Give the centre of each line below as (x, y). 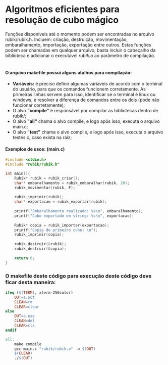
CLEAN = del (25, 321)
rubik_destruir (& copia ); (40, 249)
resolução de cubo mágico (62, 20)
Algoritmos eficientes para (63, 9)
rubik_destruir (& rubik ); (40, 244)
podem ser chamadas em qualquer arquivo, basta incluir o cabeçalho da (80, 50)
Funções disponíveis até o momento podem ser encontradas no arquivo (80, 34)
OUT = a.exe (25, 316)
